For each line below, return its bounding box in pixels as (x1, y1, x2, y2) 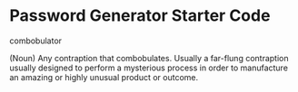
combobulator (9, 35, 62, 46)
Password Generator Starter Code (9, 5, 271, 26)
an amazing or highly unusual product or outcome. (9, 71, 199, 82)
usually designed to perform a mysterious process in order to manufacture (9, 62, 289, 73)
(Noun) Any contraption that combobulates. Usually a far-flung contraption (9, 52, 289, 63)
